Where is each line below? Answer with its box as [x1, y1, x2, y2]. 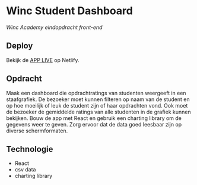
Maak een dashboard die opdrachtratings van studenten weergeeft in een [6, 89, 186, 96]
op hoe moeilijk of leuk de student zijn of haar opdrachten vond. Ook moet [6, 102, 188, 109]
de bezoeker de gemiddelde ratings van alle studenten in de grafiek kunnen [6, 108, 191, 115]
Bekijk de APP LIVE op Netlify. [6, 56, 80, 63]
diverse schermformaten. [6, 127, 68, 134]
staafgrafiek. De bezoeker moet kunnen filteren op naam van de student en [6, 96, 190, 103]
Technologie [6, 144, 53, 154]
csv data [14, 166, 36, 173]
